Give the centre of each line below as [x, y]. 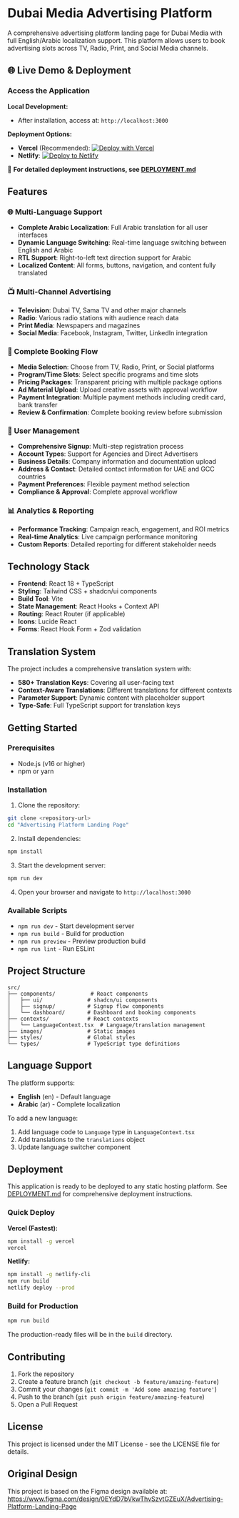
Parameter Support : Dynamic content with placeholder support [111, 698]
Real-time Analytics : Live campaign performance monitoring [108, 536]
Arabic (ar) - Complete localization [69, 1104]
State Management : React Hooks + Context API [88, 606]
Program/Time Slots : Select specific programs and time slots [108, 374]
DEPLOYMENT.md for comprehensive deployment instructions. [100, 1194]
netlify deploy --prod [41, 1288]
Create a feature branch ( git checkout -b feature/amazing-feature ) [118, 1381]
